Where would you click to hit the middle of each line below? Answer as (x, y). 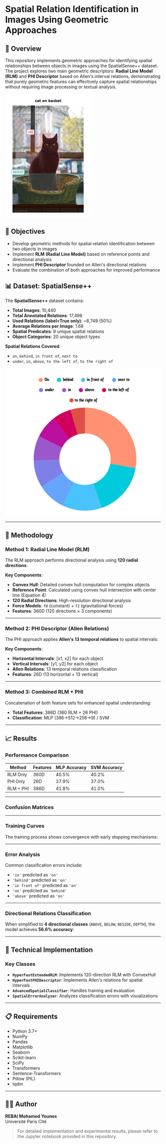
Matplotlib (22, 1047)
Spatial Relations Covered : (33, 346)
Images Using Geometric (57, 20)
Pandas (20, 1042)
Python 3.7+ (25, 1031)
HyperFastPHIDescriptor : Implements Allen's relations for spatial (77, 980)
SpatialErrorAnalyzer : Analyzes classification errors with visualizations (85, 996)
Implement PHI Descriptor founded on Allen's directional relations (79, 265)
